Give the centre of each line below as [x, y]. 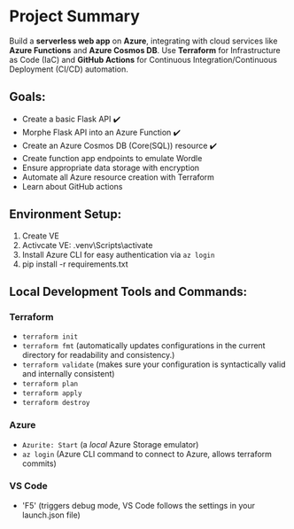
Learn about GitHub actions [72, 186]
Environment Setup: [66, 214]
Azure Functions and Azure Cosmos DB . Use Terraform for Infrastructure [145, 50]
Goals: [27, 97]
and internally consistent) [68, 374]
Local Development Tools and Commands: [128, 291]
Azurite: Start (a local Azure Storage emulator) [110, 444]
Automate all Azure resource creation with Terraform [118, 177]
